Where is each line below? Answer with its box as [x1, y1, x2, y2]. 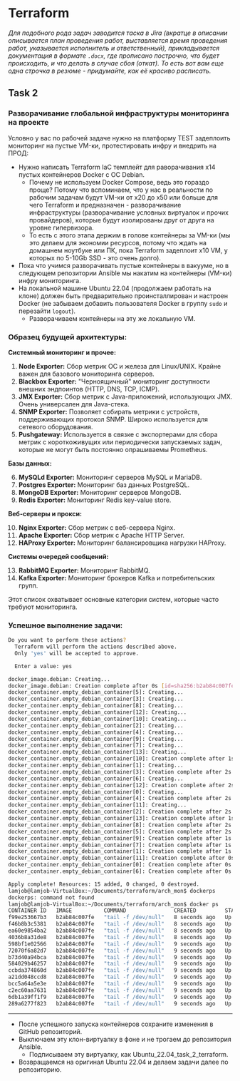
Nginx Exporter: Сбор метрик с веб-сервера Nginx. [18, 523, 175, 532]
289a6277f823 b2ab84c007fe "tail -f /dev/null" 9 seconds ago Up [8, 1000, 232, 1007]
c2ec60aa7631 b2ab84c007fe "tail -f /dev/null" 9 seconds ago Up [8, 986, 232, 994]
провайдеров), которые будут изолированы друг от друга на [28, 215, 214, 224]
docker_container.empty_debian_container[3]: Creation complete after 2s [8, 768, 232, 775]
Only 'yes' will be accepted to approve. [14, 650, 140, 657]
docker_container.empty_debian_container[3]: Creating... [8, 695, 184, 703]
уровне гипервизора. [28, 223, 95, 232]
